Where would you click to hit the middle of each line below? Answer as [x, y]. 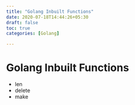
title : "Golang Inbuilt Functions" [50, 12]
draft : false [22, 22]
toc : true [18, 28]
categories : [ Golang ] [33, 34]
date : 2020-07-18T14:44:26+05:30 [47, 17]
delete [22, 91]
